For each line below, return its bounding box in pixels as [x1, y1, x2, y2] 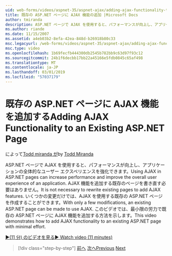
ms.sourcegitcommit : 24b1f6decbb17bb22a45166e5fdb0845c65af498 [5, 55, 143, 61]
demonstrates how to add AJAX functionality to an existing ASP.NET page [5, 218, 161, 224]
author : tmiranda [5, 17, 42, 22]
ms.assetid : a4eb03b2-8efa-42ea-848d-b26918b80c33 [5, 36, 116, 42]
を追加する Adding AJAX [5, 111, 109, 123]
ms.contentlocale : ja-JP [5, 65, 58, 70]
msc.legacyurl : [5, 41, 38, 46]
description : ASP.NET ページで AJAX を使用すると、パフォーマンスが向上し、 [5, 22, 155, 27]
